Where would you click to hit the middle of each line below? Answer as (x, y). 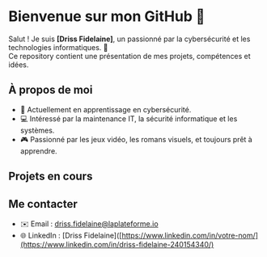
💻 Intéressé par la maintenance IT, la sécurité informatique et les (129, 118)
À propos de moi (51, 90)
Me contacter (43, 204)
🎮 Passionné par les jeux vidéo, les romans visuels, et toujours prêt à (136, 139)
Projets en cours (51, 177)
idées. (19, 65)
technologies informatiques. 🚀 (58, 47)
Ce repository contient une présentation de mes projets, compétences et (129, 56)
